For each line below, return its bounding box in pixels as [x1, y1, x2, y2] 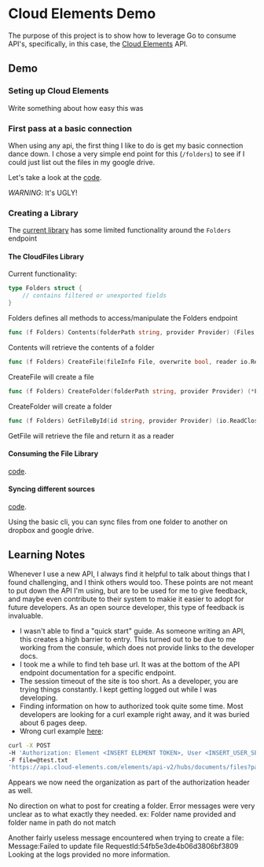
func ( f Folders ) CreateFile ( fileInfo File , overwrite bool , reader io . [8, 358, 251, 366]
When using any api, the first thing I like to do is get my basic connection [8, 141, 244, 150]
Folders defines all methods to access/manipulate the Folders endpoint [8, 314, 238, 323]
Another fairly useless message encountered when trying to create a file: [8, 833, 244, 843]
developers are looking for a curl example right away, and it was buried [19, 709, 250, 719]
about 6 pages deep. [19, 718, 88, 727]
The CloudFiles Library [8, 252, 84, 261]
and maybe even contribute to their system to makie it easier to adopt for [8, 594, 244, 604]
